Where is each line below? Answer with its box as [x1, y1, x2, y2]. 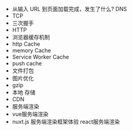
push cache [12, 60, 42, 67]
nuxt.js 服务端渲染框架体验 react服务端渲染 [12, 118, 120, 125]
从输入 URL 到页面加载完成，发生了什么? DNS [12, 5, 127, 12]
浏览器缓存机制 [12, 34, 50, 41]
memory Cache [12, 47, 51, 54]
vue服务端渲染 [12, 110, 49, 118]
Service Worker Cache [12, 54, 70, 60]
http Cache [12, 40, 41, 48]
